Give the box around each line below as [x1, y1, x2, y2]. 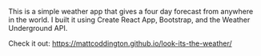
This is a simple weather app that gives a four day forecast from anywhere [8, 7, 254, 16]
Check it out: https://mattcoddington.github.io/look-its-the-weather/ [8, 39, 232, 48]
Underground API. [8, 24, 68, 32]
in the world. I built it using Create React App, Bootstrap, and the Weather [8, 15, 251, 24]
